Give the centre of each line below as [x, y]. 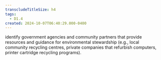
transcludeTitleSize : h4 [30, 10]
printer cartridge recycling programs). [43, 53]
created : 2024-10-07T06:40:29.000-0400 [46, 23]
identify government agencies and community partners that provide [74, 37]
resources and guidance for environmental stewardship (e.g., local [72, 42]
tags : [11, 14]
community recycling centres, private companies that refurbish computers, [81, 47]
